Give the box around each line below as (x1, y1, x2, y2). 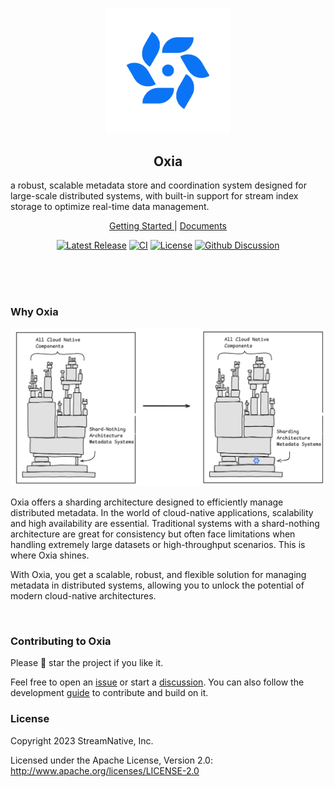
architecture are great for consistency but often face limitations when (10, 528, 296, 540)
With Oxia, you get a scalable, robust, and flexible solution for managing (10, 568, 307, 580)
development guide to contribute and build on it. (10, 687, 209, 699)
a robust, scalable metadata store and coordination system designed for (10, 179, 307, 192)
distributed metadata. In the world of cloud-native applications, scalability (10, 506, 314, 518)
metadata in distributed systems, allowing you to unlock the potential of (10, 579, 305, 591)
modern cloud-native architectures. (10, 589, 157, 602)
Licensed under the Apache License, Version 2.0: (10, 754, 213, 766)
